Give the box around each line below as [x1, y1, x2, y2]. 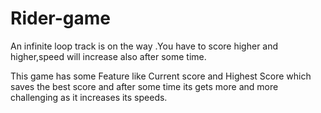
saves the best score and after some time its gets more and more [10, 80, 279, 92]
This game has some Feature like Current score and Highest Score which [10, 70, 312, 82]
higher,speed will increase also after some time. [10, 50, 207, 62]
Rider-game [10, 7, 111, 30]
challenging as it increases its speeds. [10, 91, 168, 103]
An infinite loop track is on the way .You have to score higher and [10, 40, 279, 52]
